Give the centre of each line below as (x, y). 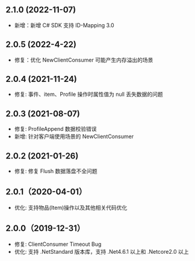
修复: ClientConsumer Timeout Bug (58, 244)
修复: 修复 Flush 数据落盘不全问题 (56, 171)
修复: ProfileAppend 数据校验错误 (55, 129)
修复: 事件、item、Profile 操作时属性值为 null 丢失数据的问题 (88, 94)
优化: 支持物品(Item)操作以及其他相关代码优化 (71, 207)
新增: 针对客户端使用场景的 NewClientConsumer (74, 137)
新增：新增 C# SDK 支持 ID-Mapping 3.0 (64, 25)
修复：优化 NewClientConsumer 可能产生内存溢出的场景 (84, 60)
